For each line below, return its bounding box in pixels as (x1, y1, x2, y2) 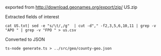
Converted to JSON (5, 37, 46, 42)
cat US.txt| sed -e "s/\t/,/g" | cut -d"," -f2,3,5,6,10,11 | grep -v (5, 23, 156, 28)
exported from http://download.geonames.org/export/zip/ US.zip (5, 4, 138, 10)
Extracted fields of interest (5, 14, 59, 19)
